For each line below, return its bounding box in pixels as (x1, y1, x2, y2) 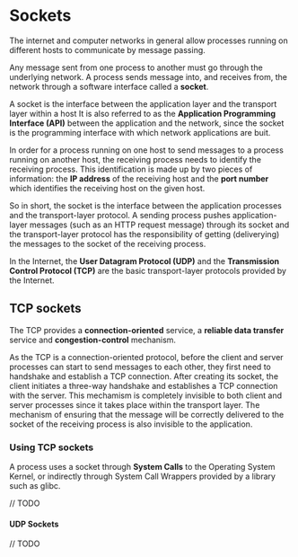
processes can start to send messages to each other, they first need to (9, 361, 271, 372)
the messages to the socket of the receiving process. (9, 238, 206, 249)
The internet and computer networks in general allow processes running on (9, 35, 289, 46)
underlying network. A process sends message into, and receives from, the (9, 71, 288, 82)
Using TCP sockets (9, 441, 94, 454)
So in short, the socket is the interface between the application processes (9, 199, 283, 211)
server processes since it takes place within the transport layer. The (9, 399, 260, 410)
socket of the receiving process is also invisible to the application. (9, 419, 253, 429)
